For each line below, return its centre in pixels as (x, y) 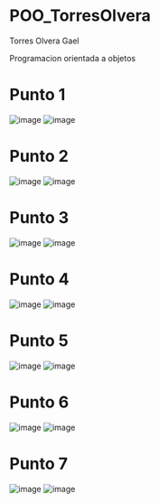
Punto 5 (39, 340)
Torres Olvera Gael (44, 41)
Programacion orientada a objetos (73, 58)
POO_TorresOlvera (80, 16)
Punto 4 (39, 279)
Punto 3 (39, 218)
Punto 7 (39, 464)
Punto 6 (39, 402)
